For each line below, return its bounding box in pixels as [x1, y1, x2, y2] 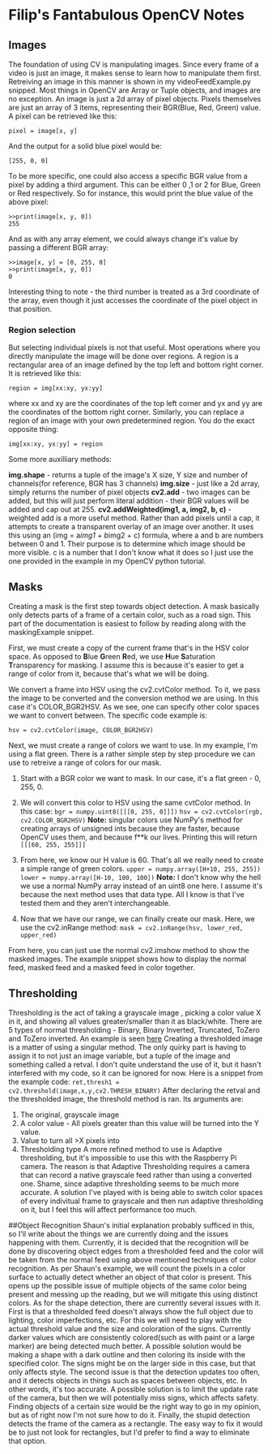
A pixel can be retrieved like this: [8, 111, 117, 121]
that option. [8, 1435, 47, 1446]
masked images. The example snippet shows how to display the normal [8, 954, 247, 964]
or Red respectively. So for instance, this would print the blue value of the [8, 188, 253, 198]
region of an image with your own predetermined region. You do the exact [8, 416, 255, 425]
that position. [8, 304, 53, 313]
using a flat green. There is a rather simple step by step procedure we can [8, 749, 256, 759]
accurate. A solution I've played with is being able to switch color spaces [19, 1187, 263, 1197]
